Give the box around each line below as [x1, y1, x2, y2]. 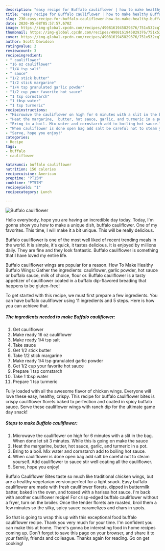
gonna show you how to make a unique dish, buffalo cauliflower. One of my [5, 222, 158, 228]
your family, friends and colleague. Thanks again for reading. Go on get [5, 535, 150, 541]
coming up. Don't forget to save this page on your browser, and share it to [5, 530, 155, 536]
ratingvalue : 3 [5, 44, 37, 49]
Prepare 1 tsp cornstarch [12, 368, 63, 374]
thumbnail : [5, 30, 28, 35]
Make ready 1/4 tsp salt [12, 337, 60, 343]
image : [5, 26, 19, 30]
